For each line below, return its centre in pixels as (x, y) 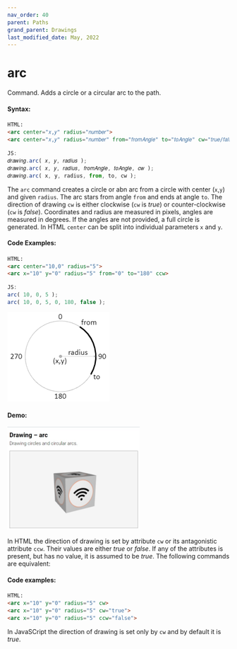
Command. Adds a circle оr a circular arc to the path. (84, 93)
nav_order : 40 (28, 15)
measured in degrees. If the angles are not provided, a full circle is (104, 219)
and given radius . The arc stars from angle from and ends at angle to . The (115, 197)
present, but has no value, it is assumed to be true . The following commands (119, 556)
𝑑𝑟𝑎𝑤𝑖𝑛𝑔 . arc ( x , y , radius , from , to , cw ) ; (72, 176)
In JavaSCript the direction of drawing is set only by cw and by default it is (114, 631)
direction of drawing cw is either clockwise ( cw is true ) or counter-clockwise (116, 204)
